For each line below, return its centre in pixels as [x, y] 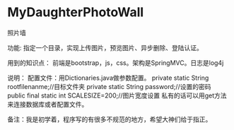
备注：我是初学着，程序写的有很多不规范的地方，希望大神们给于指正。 [110, 119]
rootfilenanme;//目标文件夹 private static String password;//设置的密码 [109, 86]
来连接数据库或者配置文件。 [48, 104]
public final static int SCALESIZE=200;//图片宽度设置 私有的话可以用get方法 [117, 95]
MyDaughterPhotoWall [76, 12]
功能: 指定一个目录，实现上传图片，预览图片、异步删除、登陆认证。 [105, 47]
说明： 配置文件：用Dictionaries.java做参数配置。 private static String [108, 78]
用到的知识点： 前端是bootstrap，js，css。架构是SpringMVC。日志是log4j [116, 63]
